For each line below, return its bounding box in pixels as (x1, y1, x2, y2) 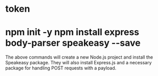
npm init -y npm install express (5, 27, 140, 38)
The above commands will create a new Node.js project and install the (5, 54, 153, 60)
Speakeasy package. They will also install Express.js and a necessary (5, 60, 152, 66)
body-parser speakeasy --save (5, 37, 141, 49)
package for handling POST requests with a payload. (5, 65, 117, 71)
